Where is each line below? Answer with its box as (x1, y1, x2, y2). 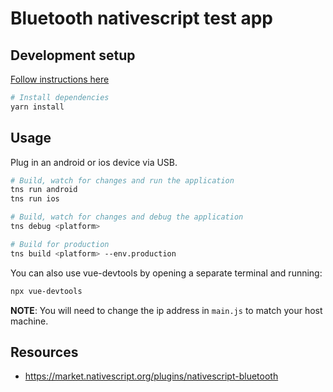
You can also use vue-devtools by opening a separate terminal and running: (10, 267, 323, 279)
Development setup (10, 47, 136, 64)
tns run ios (10, 194, 60, 204)
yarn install (10, 102, 65, 112)
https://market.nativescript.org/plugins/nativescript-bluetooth (24, 370, 279, 382)
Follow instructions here (10, 73, 110, 85)
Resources (10, 343, 79, 361)
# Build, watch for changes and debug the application (10, 212, 244, 222)
